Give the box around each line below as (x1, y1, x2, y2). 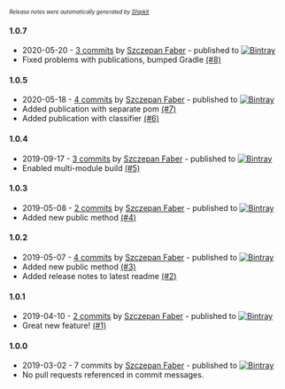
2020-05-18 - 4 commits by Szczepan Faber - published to (21, 94, 238, 105)
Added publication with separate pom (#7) (21, 104, 177, 114)
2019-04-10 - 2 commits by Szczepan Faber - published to (21, 311, 237, 322)
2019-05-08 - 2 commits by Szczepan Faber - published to (21, 202, 238, 213)
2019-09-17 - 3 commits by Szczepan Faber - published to (21, 153, 236, 164)
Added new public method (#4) (21, 212, 137, 222)
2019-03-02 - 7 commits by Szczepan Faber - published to (21, 360, 237, 371)
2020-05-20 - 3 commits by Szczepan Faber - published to (21, 45, 239, 56)
